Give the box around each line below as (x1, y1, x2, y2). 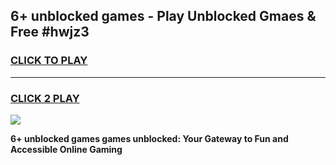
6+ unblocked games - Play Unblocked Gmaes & (10, 8, 317, 25)
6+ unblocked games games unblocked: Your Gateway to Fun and (10, 132, 289, 144)
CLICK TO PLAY (10, 54, 88, 68)
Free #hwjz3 (10, 24, 90, 41)
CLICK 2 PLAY (10, 91, 80, 105)
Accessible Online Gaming (10, 143, 123, 155)
